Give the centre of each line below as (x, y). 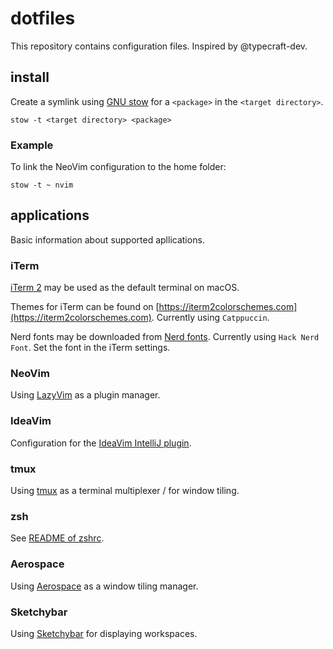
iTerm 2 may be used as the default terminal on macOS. (125, 288)
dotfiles (43, 18)
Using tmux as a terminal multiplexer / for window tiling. (125, 491)
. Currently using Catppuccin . (210, 318)
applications (50, 215)
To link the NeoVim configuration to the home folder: (118, 167)
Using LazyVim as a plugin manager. (85, 395)
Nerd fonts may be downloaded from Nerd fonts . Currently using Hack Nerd (165, 337)
